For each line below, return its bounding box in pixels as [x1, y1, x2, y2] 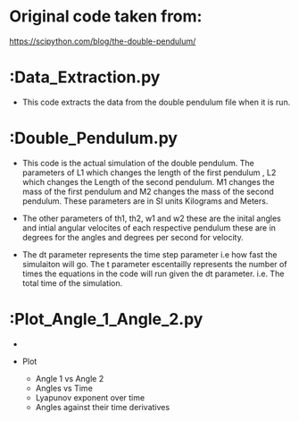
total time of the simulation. [21, 277, 123, 288]
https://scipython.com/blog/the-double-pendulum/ [9, 36, 196, 46]
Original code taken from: [9, 6, 203, 27]
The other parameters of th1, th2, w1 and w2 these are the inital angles [21, 213, 281, 223]
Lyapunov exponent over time [35, 392, 145, 403]
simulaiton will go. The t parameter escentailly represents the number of [21, 258, 287, 269]
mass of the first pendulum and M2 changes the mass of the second [21, 186, 274, 197]
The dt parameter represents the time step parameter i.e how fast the [21, 248, 278, 260]
